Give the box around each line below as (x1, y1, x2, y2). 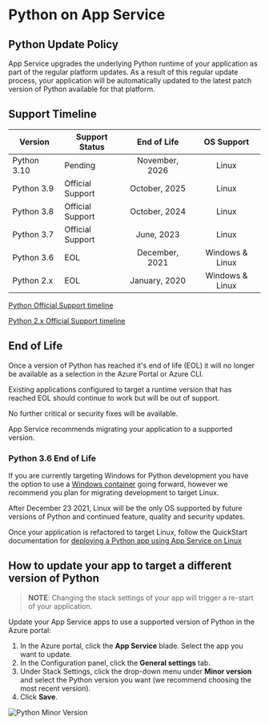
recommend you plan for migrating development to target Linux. (8, 487, 219, 497)
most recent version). (19, 683, 91, 693)
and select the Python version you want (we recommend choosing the (19, 675, 252, 684)
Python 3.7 (12, 228, 54, 240)
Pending (64, 159, 96, 171)
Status (78, 141, 106, 152)
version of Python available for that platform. (8, 84, 156, 94)
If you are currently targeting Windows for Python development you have (8, 470, 249, 480)
